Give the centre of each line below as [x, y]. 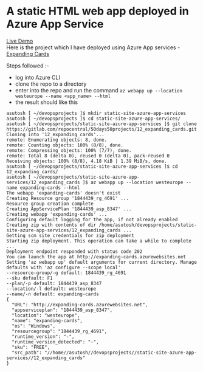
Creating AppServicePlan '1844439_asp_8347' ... [69, 209]
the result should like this [46, 102]
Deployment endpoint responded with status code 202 [74, 251]
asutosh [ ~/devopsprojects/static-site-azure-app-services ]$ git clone [102, 124]
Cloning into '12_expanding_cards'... [55, 134]
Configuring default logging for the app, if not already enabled [92, 219]
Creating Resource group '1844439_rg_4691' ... [68, 198]
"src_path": [27, 353]
